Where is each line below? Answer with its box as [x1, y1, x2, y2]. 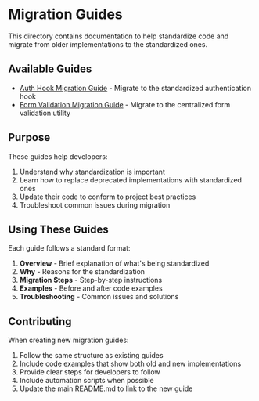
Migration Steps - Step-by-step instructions [19, 276, 163, 285]
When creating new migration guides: [8, 335, 129, 345]
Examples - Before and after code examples [19, 284, 163, 293]
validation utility [19, 108, 70, 117]
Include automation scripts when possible [19, 376, 154, 385]
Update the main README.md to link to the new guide [19, 384, 193, 393]
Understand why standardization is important [19, 167, 166, 176]
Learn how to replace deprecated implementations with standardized [19, 175, 243, 185]
